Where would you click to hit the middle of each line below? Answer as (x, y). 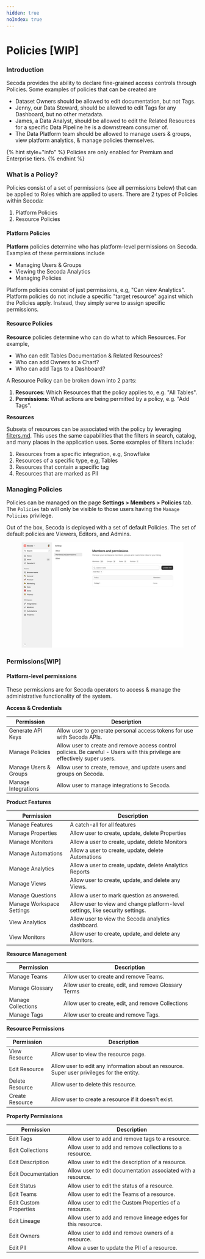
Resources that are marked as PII (57, 473)
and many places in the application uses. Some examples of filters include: (100, 442)
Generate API (26, 731)
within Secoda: (25, 201)
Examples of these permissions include (56, 253)
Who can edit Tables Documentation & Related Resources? (89, 356)
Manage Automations (36, 853)
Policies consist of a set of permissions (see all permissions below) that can (102, 188)
